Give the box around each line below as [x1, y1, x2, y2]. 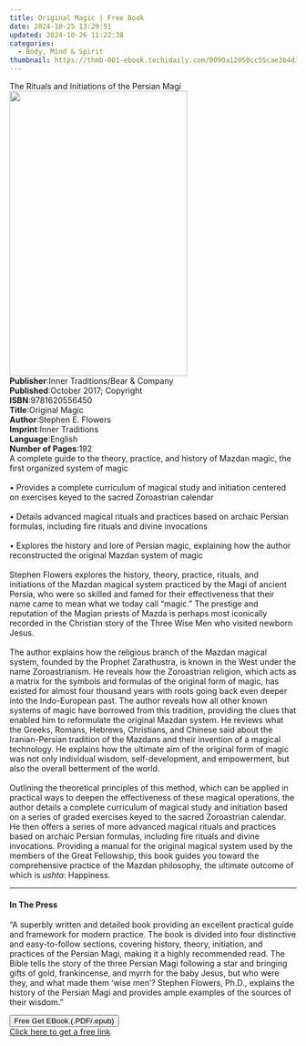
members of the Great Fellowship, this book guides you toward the [9, 850, 260, 861]
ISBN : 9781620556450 [9, 395, 93, 406]
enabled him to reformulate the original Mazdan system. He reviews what [9, 715, 284, 725]
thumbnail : [9, 56, 51, 65]
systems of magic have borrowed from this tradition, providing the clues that [9, 705, 297, 716]
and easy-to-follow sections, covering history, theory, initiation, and [9, 938, 263, 949]
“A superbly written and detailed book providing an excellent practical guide [9, 919, 294, 930]
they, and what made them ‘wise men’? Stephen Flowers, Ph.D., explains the [9, 978, 295, 989]
